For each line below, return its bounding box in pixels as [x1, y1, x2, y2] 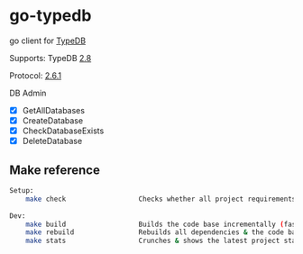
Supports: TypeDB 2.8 [9, 52, 92, 63]
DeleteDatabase [22, 136, 83, 147]
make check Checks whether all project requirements [25, 195, 297, 204]
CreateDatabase [22, 115, 84, 126]
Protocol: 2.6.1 [9, 69, 61, 81]
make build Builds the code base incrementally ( [25, 220, 284, 229]
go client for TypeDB [9, 35, 87, 46]
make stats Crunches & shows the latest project [25, 236, 280, 246]
